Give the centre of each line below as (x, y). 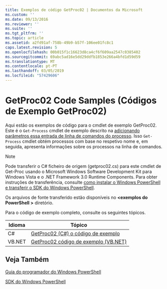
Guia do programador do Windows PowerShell (53, 272)
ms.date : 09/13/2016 (27, 19)
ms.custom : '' (20, 15)
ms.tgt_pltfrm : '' (24, 33)
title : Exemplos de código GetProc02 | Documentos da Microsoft (74, 10)
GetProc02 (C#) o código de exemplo (75, 234)
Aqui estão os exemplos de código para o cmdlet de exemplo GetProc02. (81, 125)
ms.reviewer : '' (22, 24)
